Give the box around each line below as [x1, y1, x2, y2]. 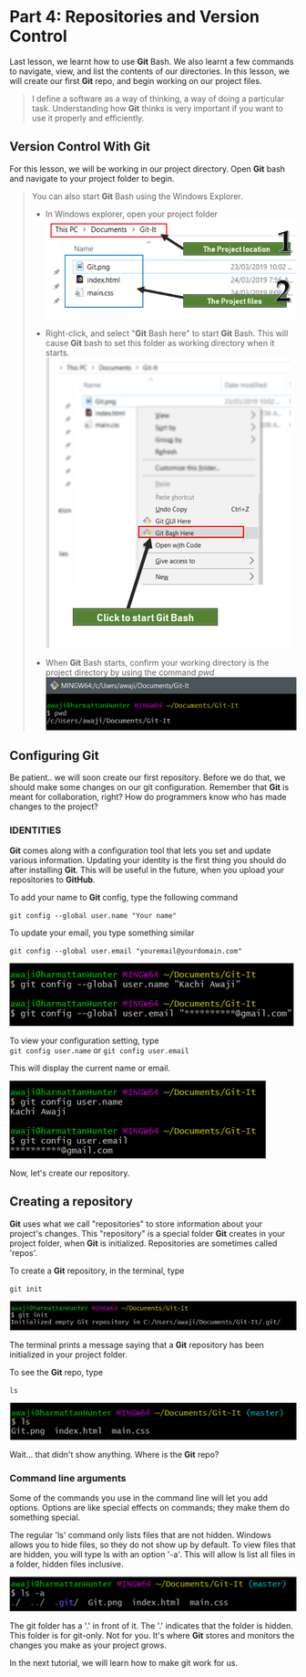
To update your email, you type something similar [9, 927, 195, 938]
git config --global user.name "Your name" [9, 911, 178, 920]
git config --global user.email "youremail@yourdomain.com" [9, 946, 243, 955]
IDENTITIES [9, 824, 62, 837]
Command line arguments [9, 1472, 127, 1485]
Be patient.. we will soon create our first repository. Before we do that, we [9, 772, 286, 783]
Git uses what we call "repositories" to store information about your [9, 1218, 263, 1229]
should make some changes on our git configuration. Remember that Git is [9, 782, 290, 793]
